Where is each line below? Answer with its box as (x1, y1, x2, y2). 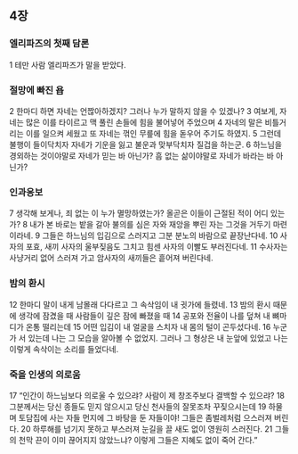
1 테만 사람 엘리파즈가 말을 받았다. (9, 59, 126, 70)
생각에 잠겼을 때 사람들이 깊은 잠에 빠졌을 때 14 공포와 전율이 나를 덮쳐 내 (18, 310, 271, 321)
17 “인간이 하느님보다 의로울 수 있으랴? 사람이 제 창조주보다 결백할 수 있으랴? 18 (9, 390, 285, 400)
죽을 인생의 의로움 (9, 368, 82, 381)
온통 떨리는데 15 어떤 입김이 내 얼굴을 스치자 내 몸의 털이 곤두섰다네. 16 (25, 321, 271, 332)
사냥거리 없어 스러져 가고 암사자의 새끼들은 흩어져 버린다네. (9, 252, 213, 263)
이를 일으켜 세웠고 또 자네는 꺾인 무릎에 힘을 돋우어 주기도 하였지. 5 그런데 (25, 128, 282, 138)
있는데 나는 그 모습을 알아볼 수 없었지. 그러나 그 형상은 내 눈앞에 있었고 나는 (28, 333, 289, 343)
